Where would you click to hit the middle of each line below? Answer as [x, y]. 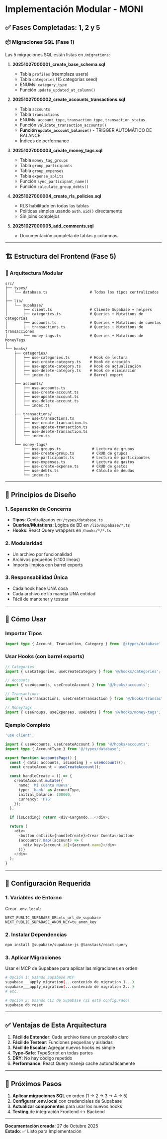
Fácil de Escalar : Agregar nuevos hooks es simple [64, 1047]
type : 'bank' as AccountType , [49, 790]
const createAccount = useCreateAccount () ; [55, 767]
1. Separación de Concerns [38, 509]
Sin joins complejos [40, 216]
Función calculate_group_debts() [54, 186]
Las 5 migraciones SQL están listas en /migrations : [58, 54]
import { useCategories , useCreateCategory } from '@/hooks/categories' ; [83, 671]
